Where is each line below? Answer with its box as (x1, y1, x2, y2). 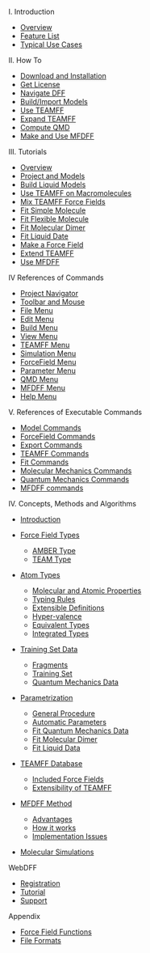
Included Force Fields (31, 774, 104, 784)
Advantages (31, 815, 73, 824)
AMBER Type (31, 546, 77, 555)
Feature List (19, 32, 60, 40)
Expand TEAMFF (19, 114, 77, 124)
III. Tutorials (8, 147, 47, 156)
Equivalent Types (31, 621, 90, 629)
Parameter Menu (19, 366, 77, 375)
